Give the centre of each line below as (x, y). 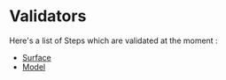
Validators (48, 16)
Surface (36, 57)
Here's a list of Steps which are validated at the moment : (114, 40)
